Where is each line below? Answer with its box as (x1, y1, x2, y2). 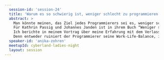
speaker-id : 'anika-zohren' (9, 39, 67, 44)
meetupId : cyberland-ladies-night (9, 43, 79, 48)
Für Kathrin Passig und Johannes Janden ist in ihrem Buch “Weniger (13, 25, 156, 30)
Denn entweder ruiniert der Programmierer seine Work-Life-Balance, (13, 34, 156, 39)
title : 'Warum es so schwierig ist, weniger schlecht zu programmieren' (9, 12, 161, 16)
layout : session (9, 47, 42, 52)
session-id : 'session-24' (9, 7, 62, 12)
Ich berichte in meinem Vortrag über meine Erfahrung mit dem (13, 30, 143, 34)
